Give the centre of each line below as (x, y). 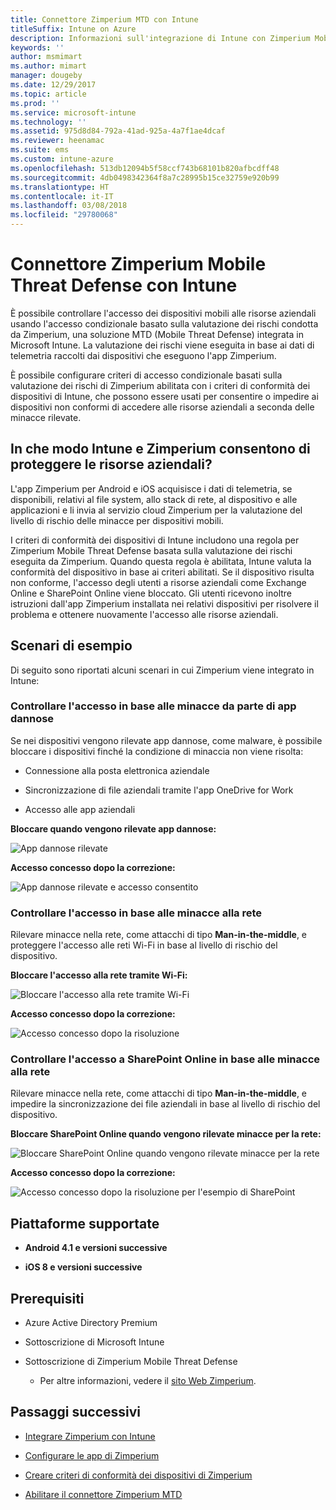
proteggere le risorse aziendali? (111, 464)
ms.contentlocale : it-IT (62, 196)
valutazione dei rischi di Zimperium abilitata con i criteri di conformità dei (160, 385)
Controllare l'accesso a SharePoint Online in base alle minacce (165, 1059)
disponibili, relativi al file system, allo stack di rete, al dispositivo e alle (154, 499)
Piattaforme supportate (85, 1223)
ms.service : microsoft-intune (73, 112)
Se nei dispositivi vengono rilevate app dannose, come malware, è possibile (166, 740)
